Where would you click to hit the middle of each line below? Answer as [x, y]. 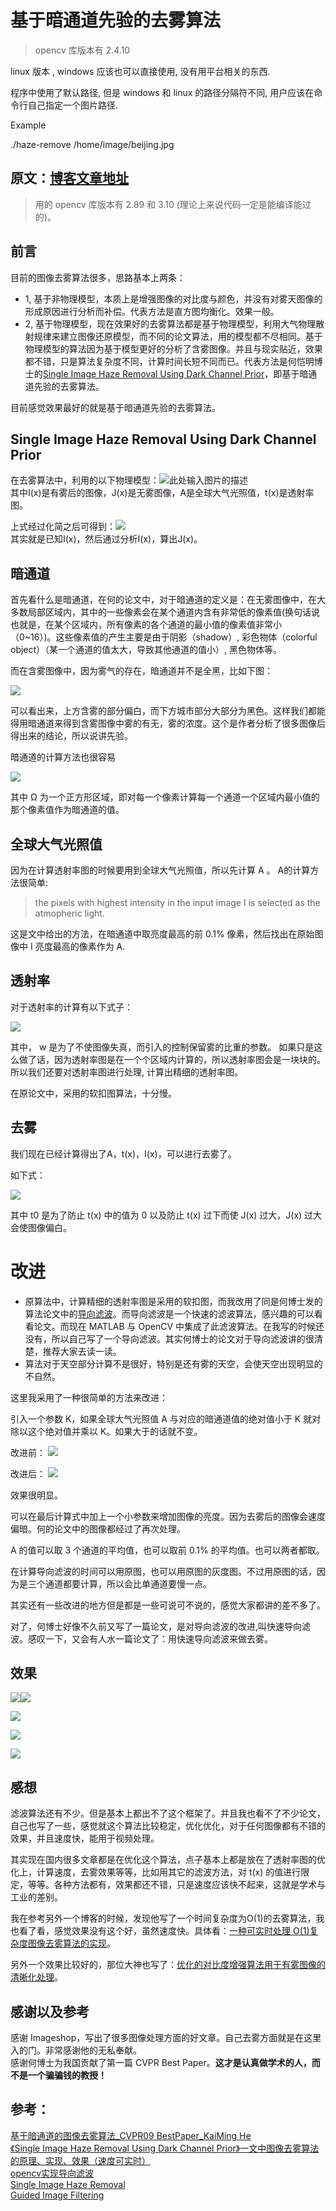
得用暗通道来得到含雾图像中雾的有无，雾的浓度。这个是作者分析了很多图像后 [168, 723]
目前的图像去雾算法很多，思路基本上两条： [98, 277]
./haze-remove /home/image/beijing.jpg [92, 144]
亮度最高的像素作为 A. [80, 946]
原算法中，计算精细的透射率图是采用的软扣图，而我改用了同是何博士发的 [173, 1301]
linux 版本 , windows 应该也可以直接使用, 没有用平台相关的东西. [140, 71]
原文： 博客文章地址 [69, 178]
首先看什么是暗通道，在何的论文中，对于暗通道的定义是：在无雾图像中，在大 [168, 600]
